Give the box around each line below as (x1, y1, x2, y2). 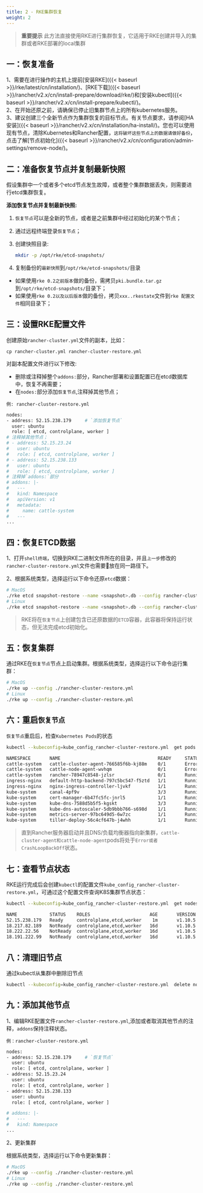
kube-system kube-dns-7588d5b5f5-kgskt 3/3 (6, 800, 166, 807)
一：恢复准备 (6, 59, 54, 69)
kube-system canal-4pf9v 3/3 (6, 789, 166, 795)
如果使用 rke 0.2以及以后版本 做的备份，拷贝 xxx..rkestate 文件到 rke (14, 292, 179, 299)
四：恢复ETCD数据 (6, 537, 76, 548)
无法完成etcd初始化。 (37, 623, 91, 631)
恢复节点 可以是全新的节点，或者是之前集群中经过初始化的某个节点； (14, 215, 182, 222)
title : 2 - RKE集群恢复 (6, 8, 62, 15)
